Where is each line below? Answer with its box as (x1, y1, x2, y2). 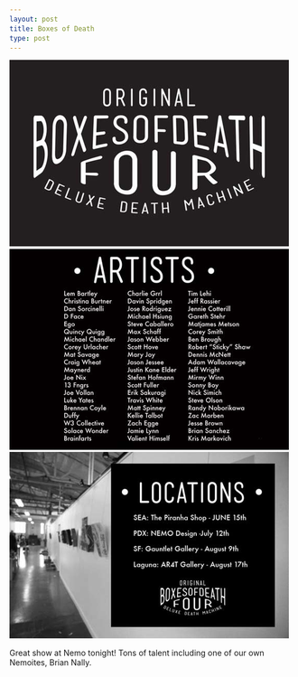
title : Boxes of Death (9, 24, 95, 33)
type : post (9, 33, 51, 42)
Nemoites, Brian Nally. (9, 657, 92, 668)
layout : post (9, 14, 59, 24)
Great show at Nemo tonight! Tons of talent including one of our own (9, 647, 265, 659)
